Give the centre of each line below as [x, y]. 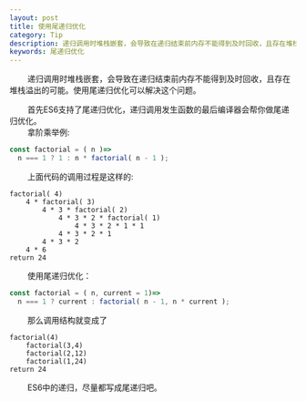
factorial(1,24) [57, 361]
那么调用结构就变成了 [67, 320]
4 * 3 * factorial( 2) [85, 210]
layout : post [34, 18]
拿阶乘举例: [48, 132]
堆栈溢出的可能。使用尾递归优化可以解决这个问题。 [105, 90]
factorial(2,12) [57, 353]
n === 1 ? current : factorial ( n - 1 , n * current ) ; [124, 302]
